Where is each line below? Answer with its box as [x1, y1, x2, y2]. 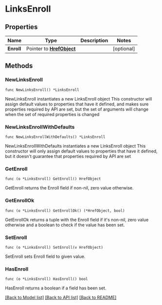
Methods [5, 62, 33, 70]
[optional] [112, 45, 135, 52]
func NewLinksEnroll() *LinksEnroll [5, 87, 79, 92]
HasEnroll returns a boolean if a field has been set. [5, 285, 107, 291]
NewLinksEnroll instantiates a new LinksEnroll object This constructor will [5, 96, 152, 102]
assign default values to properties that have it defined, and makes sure [5, 101, 149, 107]
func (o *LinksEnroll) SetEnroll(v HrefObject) [5, 245, 104, 250]
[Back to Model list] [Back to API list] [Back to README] [5, 295, 117, 301]
